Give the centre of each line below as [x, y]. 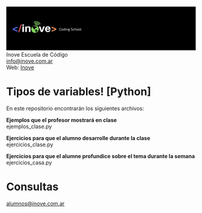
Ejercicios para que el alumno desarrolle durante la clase [78, 138]
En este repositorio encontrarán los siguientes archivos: [75, 108]
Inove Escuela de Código [37, 55]
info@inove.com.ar [29, 61]
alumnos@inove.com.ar [35, 204]
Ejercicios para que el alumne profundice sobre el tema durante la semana [101, 156]
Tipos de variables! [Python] [79, 92]
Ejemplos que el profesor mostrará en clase [62, 120]
